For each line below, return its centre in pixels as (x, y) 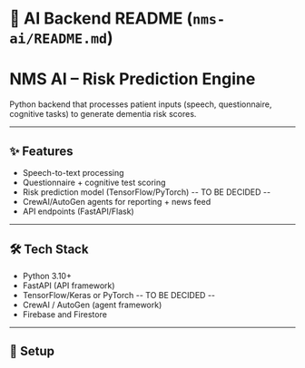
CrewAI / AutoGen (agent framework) (92, 305)
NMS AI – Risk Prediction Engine (133, 79)
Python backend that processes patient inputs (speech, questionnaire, (141, 104)
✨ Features (41, 151)
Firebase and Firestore (64, 314)
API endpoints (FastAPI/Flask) (78, 211)
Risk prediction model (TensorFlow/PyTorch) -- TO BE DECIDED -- (146, 192)
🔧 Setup (32, 351)
